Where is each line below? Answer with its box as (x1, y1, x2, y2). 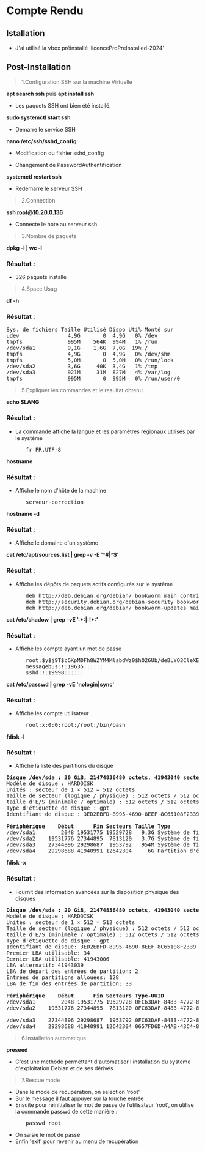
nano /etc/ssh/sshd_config (6, 137, 77, 144)
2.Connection (21, 196, 56, 204)
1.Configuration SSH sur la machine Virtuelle (21, 78, 132, 86)
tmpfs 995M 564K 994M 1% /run (6, 338, 158, 346)
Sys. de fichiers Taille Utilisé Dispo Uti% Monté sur (6, 326, 174, 333)
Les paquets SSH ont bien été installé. (15, 102, 111, 109)
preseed (6, 1046, 28, 1053)
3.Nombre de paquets (21, 232, 77, 239)
